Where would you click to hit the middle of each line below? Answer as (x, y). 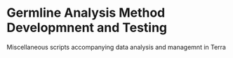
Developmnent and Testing (87, 28)
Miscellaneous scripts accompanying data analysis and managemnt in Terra (116, 47)
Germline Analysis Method (86, 13)
